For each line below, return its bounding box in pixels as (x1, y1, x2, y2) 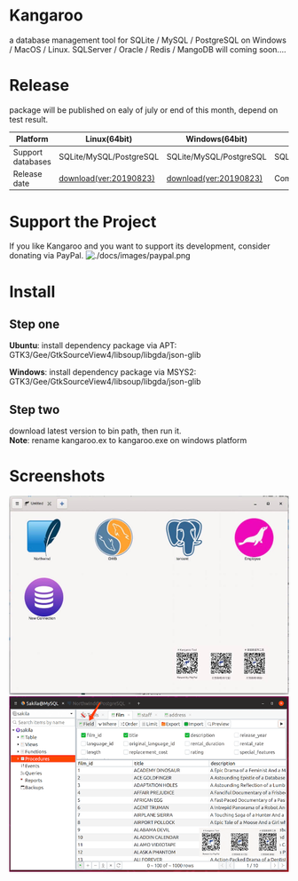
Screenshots (9, 466, 106, 487)
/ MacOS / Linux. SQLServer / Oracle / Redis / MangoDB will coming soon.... (9, 44, 286, 54)
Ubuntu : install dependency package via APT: (9, 340, 177, 351)
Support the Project (9, 211, 157, 232)
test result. (9, 114, 49, 124)
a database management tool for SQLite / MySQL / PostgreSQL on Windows (9, 35, 286, 45)
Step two (9, 401, 60, 417)
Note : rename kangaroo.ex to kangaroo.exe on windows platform (9, 435, 247, 446)
